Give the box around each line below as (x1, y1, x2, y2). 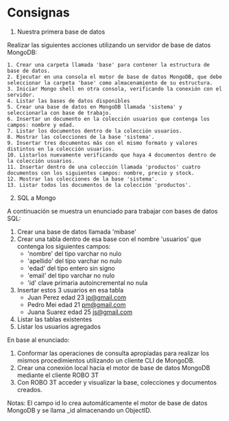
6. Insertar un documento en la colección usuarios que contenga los (7, 115, 210, 122)
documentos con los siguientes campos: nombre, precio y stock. (7, 170, 195, 177)
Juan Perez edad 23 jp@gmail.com (27, 293, 127, 301)
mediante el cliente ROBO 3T (16, 371, 99, 379)
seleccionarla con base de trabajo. (7, 109, 112, 116)
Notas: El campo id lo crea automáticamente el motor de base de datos (7, 398, 208, 407)
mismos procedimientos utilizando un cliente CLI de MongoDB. (16, 356, 195, 365)
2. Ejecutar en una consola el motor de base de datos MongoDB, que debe (7, 73, 223, 80)
